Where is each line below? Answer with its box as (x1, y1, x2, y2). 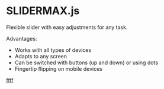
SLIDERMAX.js (6, 4, 80, 18)
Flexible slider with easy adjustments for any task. (6, 24, 128, 31)
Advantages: (6, 35, 37, 42)
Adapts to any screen (14, 52, 67, 60)
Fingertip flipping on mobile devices (14, 65, 102, 72)
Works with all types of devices (14, 46, 92, 54)
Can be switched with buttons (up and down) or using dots (14, 59, 159, 66)
